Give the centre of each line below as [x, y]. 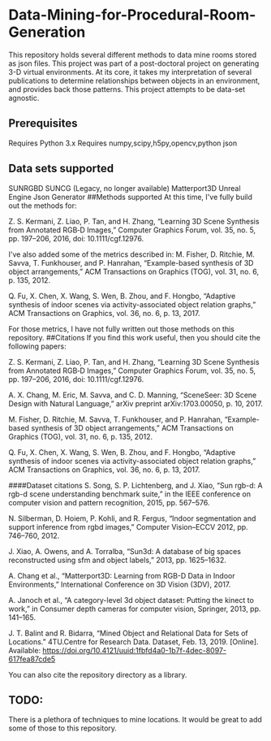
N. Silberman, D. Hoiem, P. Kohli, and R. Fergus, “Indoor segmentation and [132, 518]
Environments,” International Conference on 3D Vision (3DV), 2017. [120, 584]
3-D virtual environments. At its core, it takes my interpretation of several [130, 71]
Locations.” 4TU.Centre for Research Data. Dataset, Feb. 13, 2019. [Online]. [133, 641]
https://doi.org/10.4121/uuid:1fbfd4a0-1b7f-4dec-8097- [135, 650]
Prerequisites [43, 123]
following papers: [37, 346]
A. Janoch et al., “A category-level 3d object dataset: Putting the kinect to [131, 600]
